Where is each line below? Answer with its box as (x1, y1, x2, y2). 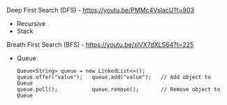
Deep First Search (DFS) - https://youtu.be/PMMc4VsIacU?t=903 (6, 6, 195, 14)
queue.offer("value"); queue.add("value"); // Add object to (16, 73, 211, 80)
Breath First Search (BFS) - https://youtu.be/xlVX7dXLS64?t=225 (6, 41, 194, 48)
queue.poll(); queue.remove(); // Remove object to (16, 86, 221, 93)
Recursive (16, 20, 46, 27)
